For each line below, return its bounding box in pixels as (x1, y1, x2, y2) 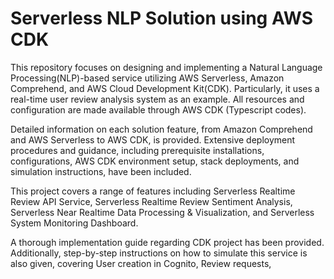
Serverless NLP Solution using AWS (10, 7, 314, 30)
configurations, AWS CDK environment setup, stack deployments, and (10, 155, 300, 167)
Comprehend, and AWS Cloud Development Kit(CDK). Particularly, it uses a (10, 82, 320, 94)
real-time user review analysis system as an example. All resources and (10, 93, 305, 105)
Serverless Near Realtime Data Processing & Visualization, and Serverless (10, 206, 315, 218)
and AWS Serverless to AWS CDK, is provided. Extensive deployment (10, 133, 296, 146)
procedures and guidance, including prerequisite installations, (10, 144, 265, 156)
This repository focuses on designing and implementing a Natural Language (10, 61, 323, 73)
